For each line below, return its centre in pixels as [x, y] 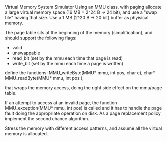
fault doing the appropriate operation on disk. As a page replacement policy [83, 113]
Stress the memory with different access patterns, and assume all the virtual [83, 128]
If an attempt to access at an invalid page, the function [61, 103]
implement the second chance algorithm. [47, 118]
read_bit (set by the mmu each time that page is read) [68, 58]
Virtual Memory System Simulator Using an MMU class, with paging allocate [83, 7]
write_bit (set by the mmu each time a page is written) [68, 63]
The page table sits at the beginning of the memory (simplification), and [79, 33]
